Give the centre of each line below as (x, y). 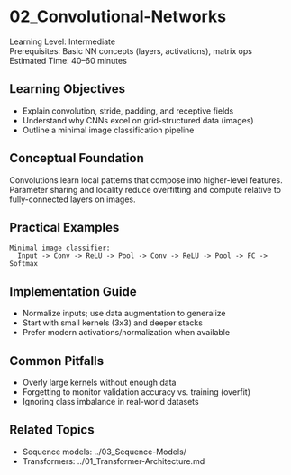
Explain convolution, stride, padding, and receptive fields (128, 111)
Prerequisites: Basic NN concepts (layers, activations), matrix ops (131, 50)
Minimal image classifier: (60, 248)
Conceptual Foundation (77, 158)
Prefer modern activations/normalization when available (126, 333)
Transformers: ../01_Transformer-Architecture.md (114, 461)
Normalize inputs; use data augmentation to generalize (124, 314)
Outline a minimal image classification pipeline (108, 130)
